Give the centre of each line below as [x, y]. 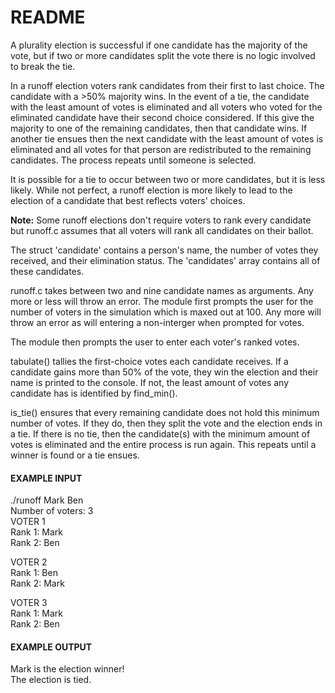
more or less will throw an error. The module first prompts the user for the [162, 301]
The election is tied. [51, 680]
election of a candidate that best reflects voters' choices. [128, 200]
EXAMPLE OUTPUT [51, 647]
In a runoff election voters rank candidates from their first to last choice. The [167, 85]
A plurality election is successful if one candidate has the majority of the [159, 45]
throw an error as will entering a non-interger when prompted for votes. [157, 322]
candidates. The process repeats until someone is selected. [133, 160]
